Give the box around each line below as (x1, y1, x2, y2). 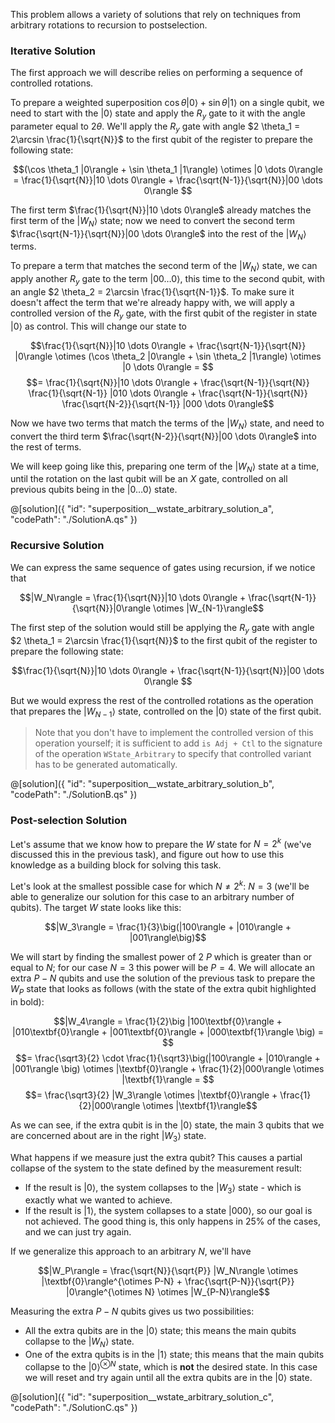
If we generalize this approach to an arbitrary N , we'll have (10, 1245, 252, 1258)
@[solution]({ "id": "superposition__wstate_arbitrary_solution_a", (10, 503, 275, 515)
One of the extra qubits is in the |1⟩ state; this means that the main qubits (24, 1349, 325, 1361)
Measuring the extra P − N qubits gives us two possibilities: (10, 1305, 255, 1318)
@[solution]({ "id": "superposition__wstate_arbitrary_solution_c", (10, 1390, 275, 1403)
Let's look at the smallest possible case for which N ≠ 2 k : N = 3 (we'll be (10, 879, 310, 892)
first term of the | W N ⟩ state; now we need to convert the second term (10, 214, 296, 229)
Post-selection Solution (10, 814, 128, 828)
